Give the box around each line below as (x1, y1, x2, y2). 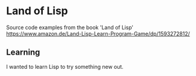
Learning (6, 47, 41, 58)
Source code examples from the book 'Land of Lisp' (6, 24, 134, 31)
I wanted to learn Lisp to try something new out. (6, 63, 124, 70)
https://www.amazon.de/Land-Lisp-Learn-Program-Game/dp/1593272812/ (6, 30, 190, 37)
